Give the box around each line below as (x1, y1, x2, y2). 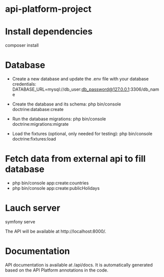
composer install (5, 42, 39, 48)
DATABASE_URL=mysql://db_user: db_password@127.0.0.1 (12, 86, 130, 92)
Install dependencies (5, 26, 93, 37)
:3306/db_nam (129, 86, 159, 92)
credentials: (12, 81, 36, 87)
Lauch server (5, 203, 61, 214)
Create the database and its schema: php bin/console (12, 101, 122, 107)
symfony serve (5, 218, 35, 225)
